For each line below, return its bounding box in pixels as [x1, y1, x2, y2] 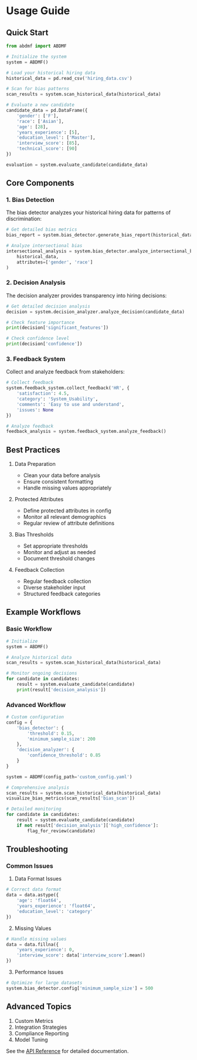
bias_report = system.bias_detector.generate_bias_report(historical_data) [6, 232, 195, 238]
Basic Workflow [6, 625, 52, 633]
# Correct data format [6, 886, 62, 892]
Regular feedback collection [23, 578, 91, 585]
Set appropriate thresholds [23, 542, 88, 549]
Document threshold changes [23, 555, 96, 562]
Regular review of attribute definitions [23, 519, 115, 527]
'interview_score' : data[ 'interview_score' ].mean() [16, 952, 145, 958]
